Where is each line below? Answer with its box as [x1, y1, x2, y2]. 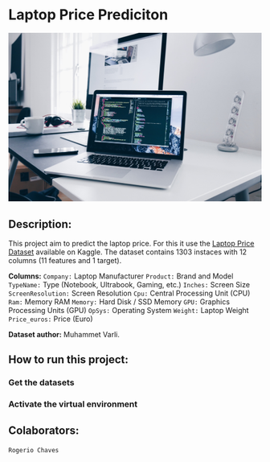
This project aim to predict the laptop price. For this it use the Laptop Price [8, 238, 255, 248]
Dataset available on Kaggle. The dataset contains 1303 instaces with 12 [8, 247, 247, 257]
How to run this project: [8, 353, 129, 367]
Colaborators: [8, 423, 80, 437]
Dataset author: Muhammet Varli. [8, 329, 121, 339]
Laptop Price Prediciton [8, 6, 169, 24]
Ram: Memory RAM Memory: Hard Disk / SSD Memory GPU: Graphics [8, 296, 231, 307]
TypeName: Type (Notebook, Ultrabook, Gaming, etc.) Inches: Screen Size [8, 279, 251, 289]
